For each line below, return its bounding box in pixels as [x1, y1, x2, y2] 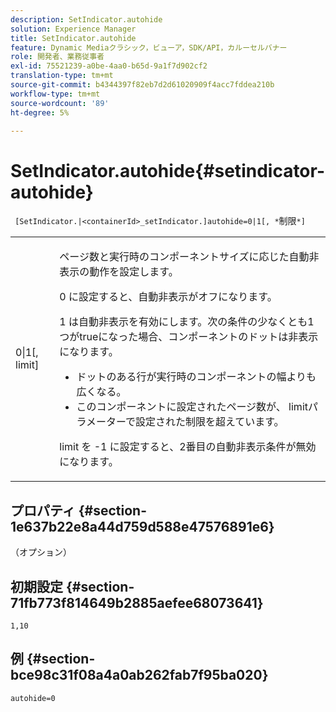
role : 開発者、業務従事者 [10, 52, 105, 62]
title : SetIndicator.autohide [10, 33, 137, 43]
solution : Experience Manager [10, 24, 137, 34]
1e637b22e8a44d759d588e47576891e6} [10, 518, 275, 535]
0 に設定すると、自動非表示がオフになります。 [59, 290, 278, 304]
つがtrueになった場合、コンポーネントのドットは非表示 [59, 330, 319, 344]
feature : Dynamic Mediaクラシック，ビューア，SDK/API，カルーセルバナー [10, 42, 288, 53]
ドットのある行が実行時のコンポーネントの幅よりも [76, 370, 317, 384]
